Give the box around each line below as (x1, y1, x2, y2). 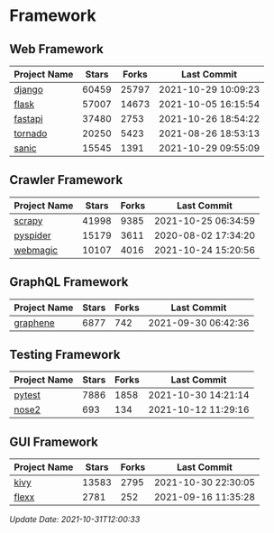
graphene (14, 317, 56, 329)
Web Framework (9, 41, 104, 57)
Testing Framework (9, 347, 121, 363)
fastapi (14, 113, 43, 124)
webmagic (14, 244, 59, 256)
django (14, 83, 43, 96)
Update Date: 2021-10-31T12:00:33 (9, 514, 141, 525)
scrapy (14, 214, 43, 226)
